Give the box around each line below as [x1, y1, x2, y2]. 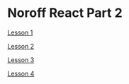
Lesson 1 [7, 28, 33, 37]
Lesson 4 [7, 69, 35, 78]
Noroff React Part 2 [7, 5, 123, 21]
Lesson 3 [7, 55, 35, 64]
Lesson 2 [7, 42, 34, 50]
